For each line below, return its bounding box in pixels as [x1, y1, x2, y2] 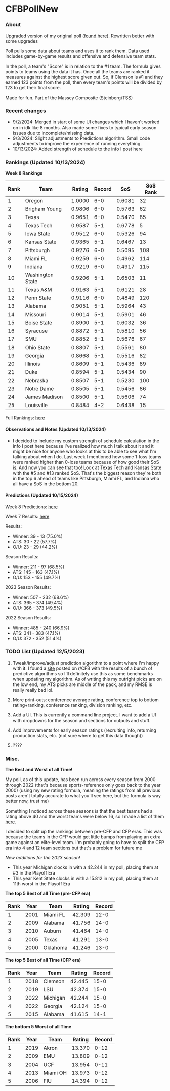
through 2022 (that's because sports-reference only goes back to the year [5, 782, 161, 788]
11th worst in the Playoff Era [12, 881, 70, 887]
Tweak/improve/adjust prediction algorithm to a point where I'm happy [12, 660, 159, 666]
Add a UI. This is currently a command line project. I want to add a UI [12, 712, 156, 718]
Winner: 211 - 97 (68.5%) [12, 564, 65, 570]
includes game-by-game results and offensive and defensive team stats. [5, 53, 156, 59]
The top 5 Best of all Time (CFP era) [5, 957, 81, 963]
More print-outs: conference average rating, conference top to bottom [12, 697, 159, 703]
